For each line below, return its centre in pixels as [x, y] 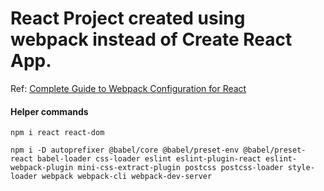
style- [301, 168]
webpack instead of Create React [151, 39]
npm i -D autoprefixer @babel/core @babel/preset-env [125, 150]
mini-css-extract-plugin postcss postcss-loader [180, 168]
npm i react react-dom [57, 133]
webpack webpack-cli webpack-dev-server [127, 177]
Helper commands [49, 111]
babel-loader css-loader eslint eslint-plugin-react [149, 159]
